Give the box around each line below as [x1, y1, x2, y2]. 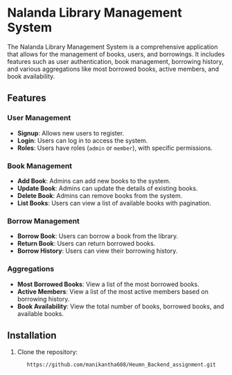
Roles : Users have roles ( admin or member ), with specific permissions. [17, 144, 213, 152]
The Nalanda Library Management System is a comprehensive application [7, 42, 218, 51]
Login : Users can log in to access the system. [17, 136, 148, 144]
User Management [7, 113, 71, 123]
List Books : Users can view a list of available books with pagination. [17, 199, 211, 207]
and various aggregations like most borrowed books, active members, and [7, 65, 220, 73]
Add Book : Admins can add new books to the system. [17, 176, 171, 185]
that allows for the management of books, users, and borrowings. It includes [7, 50, 225, 58]
